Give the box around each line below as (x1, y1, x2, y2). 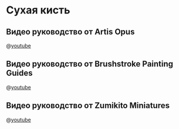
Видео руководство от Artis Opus (6, 27, 135, 37)
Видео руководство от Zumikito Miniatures (6, 100, 170, 111)
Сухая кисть (6, 4, 70, 17)
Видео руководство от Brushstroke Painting (6, 59, 174, 69)
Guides (6, 68, 33, 78)
